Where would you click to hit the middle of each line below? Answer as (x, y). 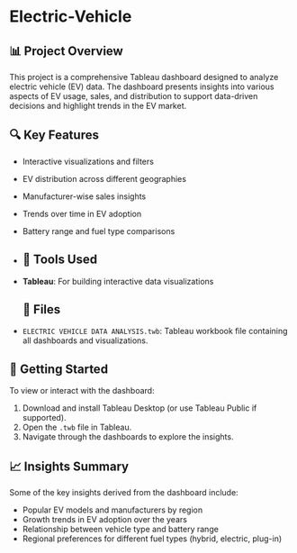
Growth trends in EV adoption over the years (104, 520)
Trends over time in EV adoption (82, 213)
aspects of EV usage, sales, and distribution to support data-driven (134, 96)
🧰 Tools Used (59, 260)
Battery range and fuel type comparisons (99, 231)
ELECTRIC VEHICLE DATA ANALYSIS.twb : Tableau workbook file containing (155, 331)
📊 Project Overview (66, 51)
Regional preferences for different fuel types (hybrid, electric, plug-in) (152, 539)
